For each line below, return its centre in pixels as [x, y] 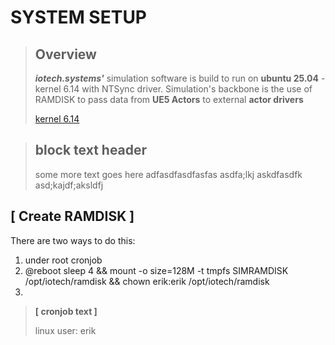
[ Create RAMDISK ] [72, 216]
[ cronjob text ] [66, 311]
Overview [65, 54]
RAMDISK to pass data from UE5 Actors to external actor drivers [169, 99]
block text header [91, 150]
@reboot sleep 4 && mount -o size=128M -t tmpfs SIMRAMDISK [156, 270]
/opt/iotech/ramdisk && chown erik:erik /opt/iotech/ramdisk [147, 281]
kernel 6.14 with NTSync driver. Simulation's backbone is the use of [173, 89]
